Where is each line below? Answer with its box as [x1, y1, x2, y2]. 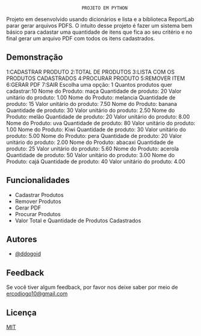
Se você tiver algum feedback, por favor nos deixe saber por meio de [6, 284, 179, 291]
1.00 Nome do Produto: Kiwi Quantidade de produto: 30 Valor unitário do [6, 126, 187, 133]
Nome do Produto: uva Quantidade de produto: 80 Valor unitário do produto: [6, 119, 196, 126]
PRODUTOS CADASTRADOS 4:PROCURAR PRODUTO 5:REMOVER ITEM [6, 75, 185, 82]
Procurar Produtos [14, 210, 61, 217]
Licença [6, 307, 37, 318]
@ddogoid [14, 250, 41, 258]
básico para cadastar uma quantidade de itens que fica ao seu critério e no [6, 28, 193, 36]
